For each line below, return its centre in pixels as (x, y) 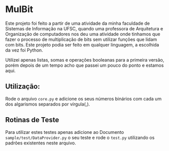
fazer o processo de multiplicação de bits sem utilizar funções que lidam (81, 39)
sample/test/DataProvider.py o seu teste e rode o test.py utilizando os (80, 137)
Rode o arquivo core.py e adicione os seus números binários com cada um (83, 98)
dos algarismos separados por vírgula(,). (48, 104)
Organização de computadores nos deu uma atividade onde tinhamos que (83, 34)
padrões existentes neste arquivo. (41, 143)
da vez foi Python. (24, 50)
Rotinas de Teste (32, 120)
